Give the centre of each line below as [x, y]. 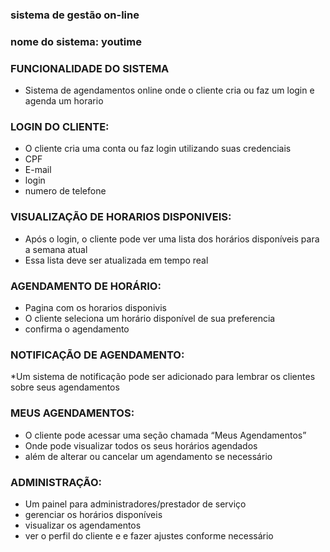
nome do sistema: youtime [76, 41]
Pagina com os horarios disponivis [95, 308]
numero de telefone [65, 191]
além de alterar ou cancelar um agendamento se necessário [148, 456]
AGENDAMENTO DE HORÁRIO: [86, 286]
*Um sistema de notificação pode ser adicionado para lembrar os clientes [163, 377]
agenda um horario [64, 101]
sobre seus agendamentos [65, 387]
